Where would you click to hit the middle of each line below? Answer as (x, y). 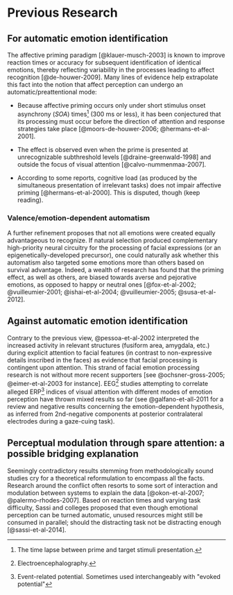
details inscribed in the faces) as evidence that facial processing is (102, 360)
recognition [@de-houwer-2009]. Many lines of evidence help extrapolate (113, 77)
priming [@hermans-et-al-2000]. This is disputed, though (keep (109, 192)
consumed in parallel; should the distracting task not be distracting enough (114, 522)
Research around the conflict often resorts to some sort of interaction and (113, 485)
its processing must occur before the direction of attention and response (121, 121)
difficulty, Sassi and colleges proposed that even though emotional (103, 508)
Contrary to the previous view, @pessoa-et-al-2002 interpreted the (103, 337)
